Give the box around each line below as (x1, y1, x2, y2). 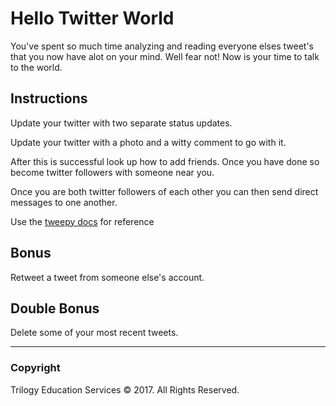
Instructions (10, 90, 88, 107)
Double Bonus (10, 300, 100, 317)
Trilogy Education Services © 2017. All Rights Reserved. (10, 383, 240, 396)
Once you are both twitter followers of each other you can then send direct (10, 185, 319, 197)
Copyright (10, 361, 61, 375)
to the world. (10, 61, 63, 73)
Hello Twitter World (10, 7, 175, 30)
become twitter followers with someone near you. (10, 166, 215, 178)
